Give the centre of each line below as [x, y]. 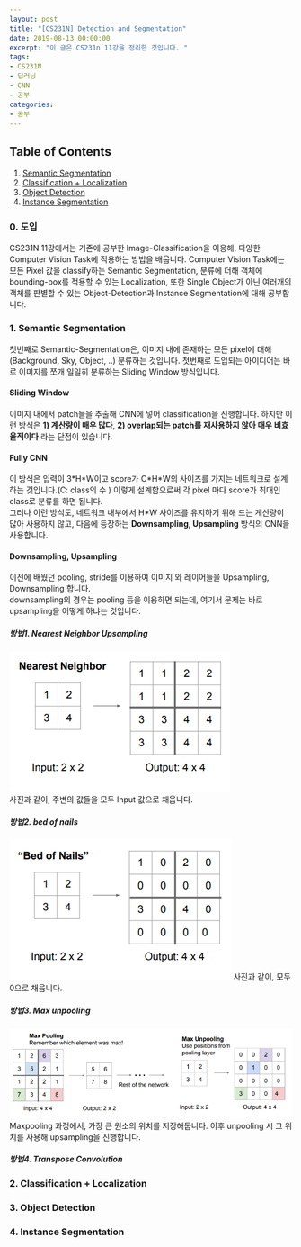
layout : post [34, 19]
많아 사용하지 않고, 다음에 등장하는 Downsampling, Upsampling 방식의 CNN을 [150, 524]
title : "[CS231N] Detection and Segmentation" [98, 28]
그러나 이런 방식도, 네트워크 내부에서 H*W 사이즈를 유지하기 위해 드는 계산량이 [147, 512]
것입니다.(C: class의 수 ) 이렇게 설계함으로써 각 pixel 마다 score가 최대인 [153, 490]
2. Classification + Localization [78, 1183]
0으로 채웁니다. [36, 988]
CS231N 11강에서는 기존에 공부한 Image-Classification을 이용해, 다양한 [135, 248]
